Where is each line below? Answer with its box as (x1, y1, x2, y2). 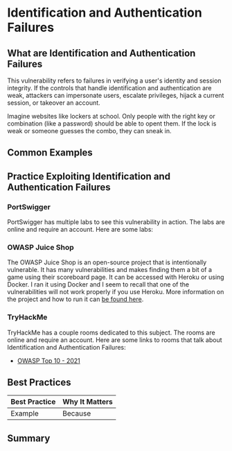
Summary (7, 432, 51, 444)
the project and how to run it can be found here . (7, 295, 144, 303)
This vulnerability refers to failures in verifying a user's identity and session (7, 76, 222, 85)
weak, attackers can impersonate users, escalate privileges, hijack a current (7, 92, 224, 99)
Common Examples (7, 147, 93, 159)
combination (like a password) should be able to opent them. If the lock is (7, 119, 217, 128)
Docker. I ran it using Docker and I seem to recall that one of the (7, 280, 189, 289)
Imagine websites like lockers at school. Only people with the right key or (7, 112, 216, 120)
